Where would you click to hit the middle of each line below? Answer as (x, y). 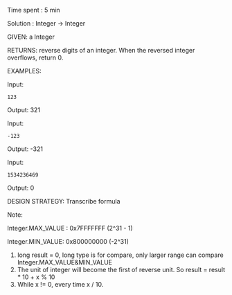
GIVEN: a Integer (31, 37)
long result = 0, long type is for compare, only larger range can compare (120, 255)
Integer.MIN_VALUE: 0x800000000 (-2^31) (68, 241)
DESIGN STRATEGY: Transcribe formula (64, 201)
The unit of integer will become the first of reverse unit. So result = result (121, 270)
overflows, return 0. (35, 57)
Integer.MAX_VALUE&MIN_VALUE (65, 262)
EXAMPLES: (24, 71)
